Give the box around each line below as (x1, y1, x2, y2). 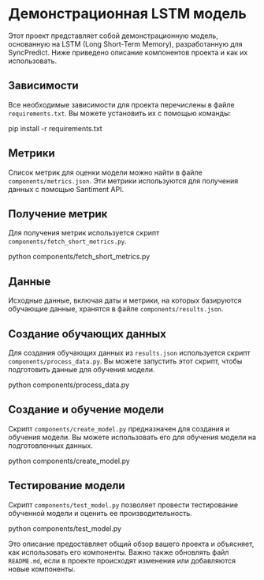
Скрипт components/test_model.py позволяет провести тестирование (8, 499, 239, 510)
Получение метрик (8, 207, 108, 220)
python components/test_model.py (8, 523, 122, 533)
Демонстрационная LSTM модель (8, 5, 247, 23)
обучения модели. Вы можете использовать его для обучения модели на (8, 432, 257, 442)
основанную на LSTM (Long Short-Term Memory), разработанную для (8, 39, 243, 48)
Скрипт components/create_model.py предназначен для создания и (8, 424, 230, 433)
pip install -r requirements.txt (8, 123, 102, 133)
